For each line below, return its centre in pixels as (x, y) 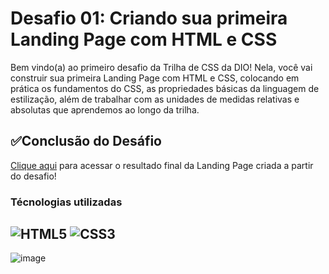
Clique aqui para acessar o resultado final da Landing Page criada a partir (162, 165)
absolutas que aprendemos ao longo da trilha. (105, 109)
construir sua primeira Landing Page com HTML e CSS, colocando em (155, 78)
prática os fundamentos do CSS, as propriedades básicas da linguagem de (165, 88)
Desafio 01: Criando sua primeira (149, 18)
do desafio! (33, 176)
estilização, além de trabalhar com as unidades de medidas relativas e (155, 99)
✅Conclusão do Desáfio (86, 141)
